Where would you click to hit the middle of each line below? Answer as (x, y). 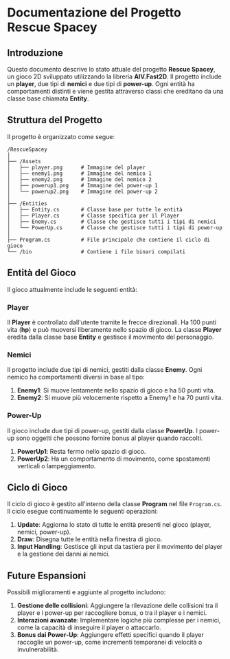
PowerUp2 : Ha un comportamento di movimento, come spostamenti (114, 459)
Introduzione (35, 53)
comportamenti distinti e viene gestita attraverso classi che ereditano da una (115, 91)
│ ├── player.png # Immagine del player (77, 167)
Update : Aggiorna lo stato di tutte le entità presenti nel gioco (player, (114, 525)
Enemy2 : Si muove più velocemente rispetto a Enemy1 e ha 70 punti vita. (120, 398)
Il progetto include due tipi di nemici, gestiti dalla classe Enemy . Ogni (105, 370)
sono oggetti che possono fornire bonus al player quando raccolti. (110, 438)
